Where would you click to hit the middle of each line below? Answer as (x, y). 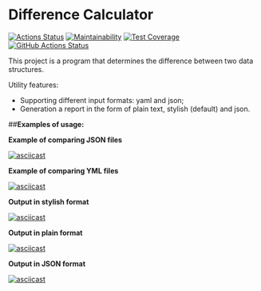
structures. (26, 69)
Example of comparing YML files (63, 170)
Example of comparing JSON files (65, 140)
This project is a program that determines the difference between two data (131, 61)
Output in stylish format (49, 201)
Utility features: (34, 85)
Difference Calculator (81, 15)
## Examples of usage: (46, 124)
